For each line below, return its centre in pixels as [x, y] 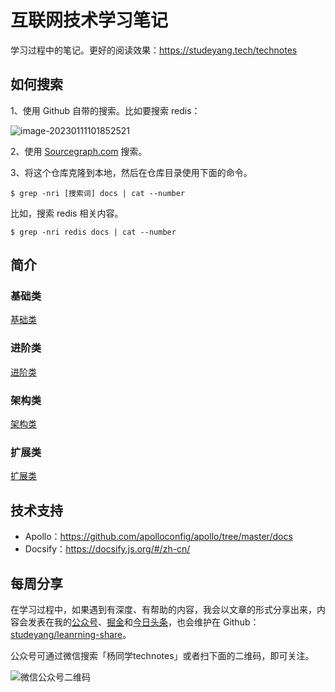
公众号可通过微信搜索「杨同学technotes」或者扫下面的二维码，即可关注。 [162, 655]
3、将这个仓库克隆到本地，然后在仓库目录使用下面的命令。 [131, 172]
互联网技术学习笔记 [89, 20]
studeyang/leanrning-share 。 [71, 634]
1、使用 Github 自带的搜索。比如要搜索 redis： [105, 110]
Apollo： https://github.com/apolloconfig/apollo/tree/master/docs [158, 537]
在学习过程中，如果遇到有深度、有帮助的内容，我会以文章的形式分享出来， [163, 609]
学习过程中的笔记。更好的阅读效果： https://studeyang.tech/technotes [154, 50]
